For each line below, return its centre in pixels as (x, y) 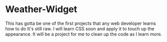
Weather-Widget (41, 9)
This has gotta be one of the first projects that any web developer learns (80, 23)
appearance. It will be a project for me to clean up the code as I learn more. (84, 34)
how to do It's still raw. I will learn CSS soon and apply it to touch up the (80, 28)
